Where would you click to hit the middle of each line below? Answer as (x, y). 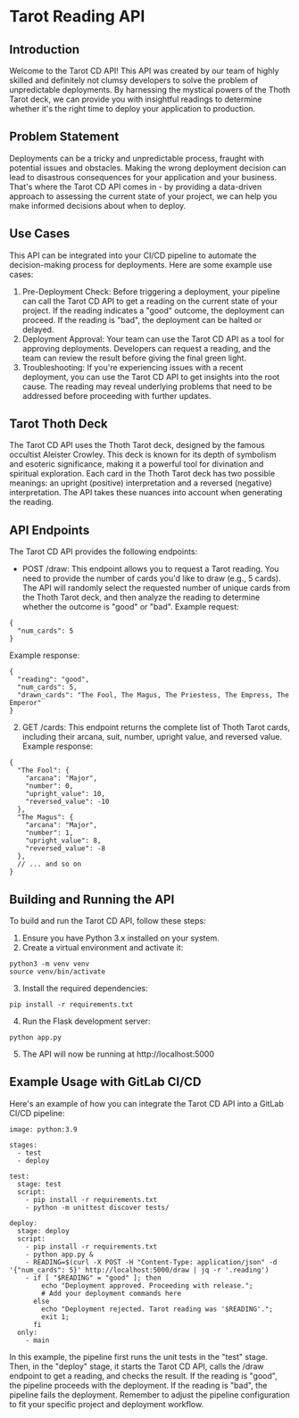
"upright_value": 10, (65, 794)
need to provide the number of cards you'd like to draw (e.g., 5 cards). (151, 578)
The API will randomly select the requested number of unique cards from (156, 588)
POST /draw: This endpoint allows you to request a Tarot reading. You (150, 569)
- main (37, 1340)
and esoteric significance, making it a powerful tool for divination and (137, 464)
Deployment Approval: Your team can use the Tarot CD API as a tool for (153, 339)
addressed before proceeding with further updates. (116, 395)
